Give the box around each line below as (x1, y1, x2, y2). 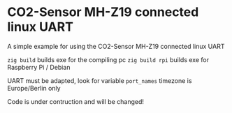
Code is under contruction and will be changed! (7, 97, 145, 105)
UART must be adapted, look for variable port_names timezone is (7, 76, 192, 84)
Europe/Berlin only (7, 84, 61, 92)
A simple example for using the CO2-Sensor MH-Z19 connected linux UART (7, 42, 225, 50)
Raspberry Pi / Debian (7, 63, 71, 71)
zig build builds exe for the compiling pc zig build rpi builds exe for (7, 55, 210, 63)
